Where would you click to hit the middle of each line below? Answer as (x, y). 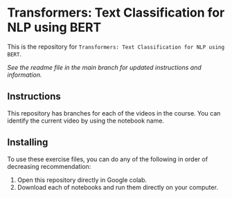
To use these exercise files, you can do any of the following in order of (108, 159)
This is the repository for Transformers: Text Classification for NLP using (116, 46)
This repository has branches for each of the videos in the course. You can (114, 113)
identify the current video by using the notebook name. (86, 120)
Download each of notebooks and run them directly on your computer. (117, 187)
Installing (28, 142)
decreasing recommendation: (49, 166)
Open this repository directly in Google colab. (82, 180)
